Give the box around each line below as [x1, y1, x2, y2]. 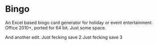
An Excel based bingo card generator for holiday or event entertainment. [5, 20, 153, 25]
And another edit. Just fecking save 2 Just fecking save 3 [5, 34, 123, 40]
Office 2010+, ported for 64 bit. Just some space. [5, 24, 106, 30]
